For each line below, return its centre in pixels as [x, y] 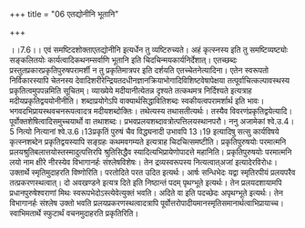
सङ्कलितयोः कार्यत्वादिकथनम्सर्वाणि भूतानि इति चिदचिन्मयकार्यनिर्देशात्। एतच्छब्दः [123, 60]
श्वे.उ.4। [281, 121]
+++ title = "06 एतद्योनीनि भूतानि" [64, 14]
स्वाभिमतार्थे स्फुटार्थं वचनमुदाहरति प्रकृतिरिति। [74, 213]
